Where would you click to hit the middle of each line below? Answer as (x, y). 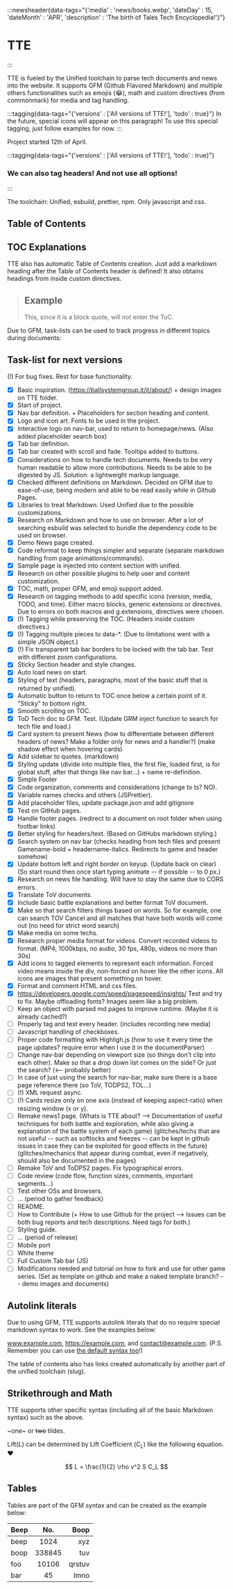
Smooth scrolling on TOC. (54, 711)
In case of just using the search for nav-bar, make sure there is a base (117, 1078)
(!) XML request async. (50, 1093)
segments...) (35, 1183)
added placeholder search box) (62, 436)
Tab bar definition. (43, 444)
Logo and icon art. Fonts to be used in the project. (89, 421)
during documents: (34, 338)
